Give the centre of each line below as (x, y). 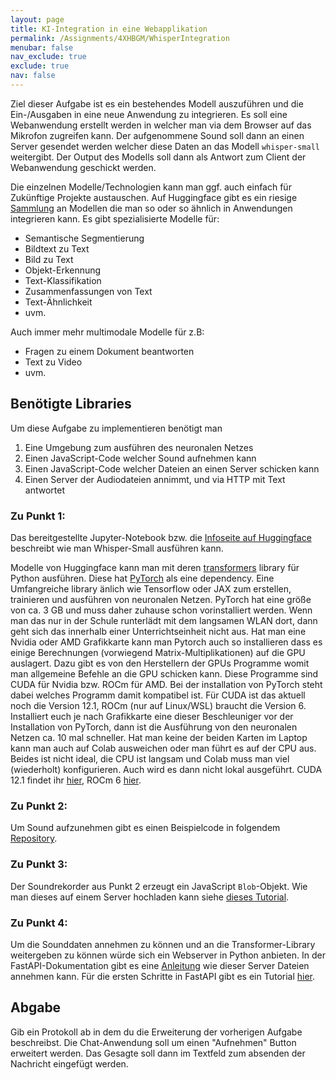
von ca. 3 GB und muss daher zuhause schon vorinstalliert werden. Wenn (161, 610)
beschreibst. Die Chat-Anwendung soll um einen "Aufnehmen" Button (153, 1042)
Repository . (34, 838)
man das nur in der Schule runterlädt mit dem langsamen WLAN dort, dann (164, 620)
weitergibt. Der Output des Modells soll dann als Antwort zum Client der (158, 157)
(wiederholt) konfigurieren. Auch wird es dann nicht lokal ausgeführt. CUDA (166, 769)
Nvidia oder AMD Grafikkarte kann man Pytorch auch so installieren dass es (166, 642)
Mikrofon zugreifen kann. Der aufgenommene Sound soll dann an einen (157, 135)
